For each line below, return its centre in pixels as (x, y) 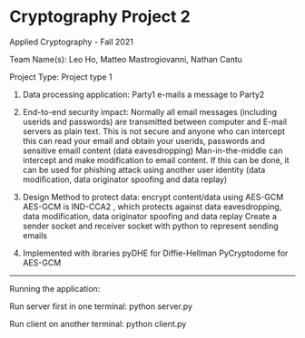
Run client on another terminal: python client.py (98, 324)
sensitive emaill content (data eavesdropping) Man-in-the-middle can (152, 150)
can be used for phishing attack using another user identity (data (144, 169)
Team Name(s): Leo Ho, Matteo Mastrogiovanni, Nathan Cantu (126, 59)
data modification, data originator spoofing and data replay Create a (149, 216)
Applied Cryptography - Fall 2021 (71, 42)
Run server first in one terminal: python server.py (101, 306)
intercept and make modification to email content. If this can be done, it (156, 159)
